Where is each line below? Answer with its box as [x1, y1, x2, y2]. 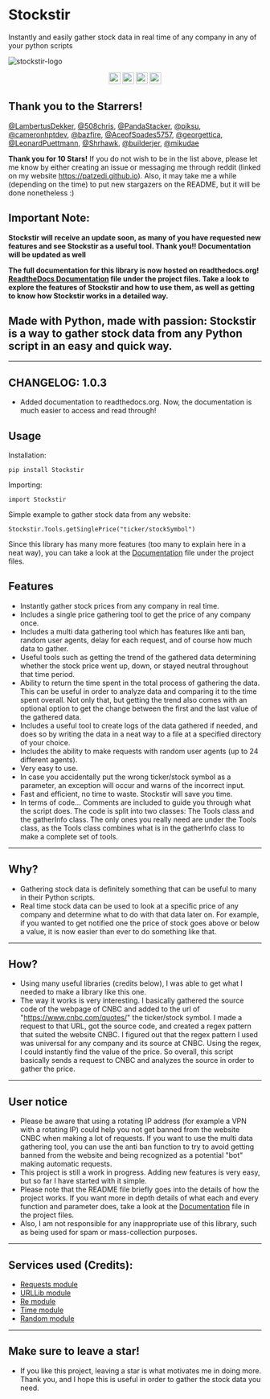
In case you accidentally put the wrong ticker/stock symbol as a [19, 772, 231, 782]
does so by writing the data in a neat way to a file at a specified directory [19, 729, 262, 739]
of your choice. [19, 737, 71, 747]
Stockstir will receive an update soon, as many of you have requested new [8, 232, 261, 242]
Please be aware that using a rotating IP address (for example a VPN [19, 1116, 247, 1126]
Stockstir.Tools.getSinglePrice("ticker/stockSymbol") [8, 525, 196, 533]
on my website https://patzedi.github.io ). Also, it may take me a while [8, 170, 237, 180]
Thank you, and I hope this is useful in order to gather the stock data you [19, 1374, 261, 1384]
